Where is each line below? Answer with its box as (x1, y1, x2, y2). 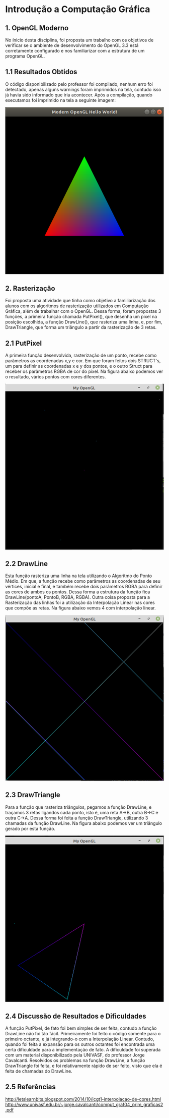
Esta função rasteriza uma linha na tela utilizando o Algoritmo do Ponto (5, 573, 152, 579)
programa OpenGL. (5, 53, 45, 59)
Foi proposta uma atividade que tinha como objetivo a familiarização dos (5, 298, 156, 304)
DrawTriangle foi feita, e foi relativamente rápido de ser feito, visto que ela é (5, 1063, 162, 1069)
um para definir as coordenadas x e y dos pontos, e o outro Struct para (5, 363, 152, 369)
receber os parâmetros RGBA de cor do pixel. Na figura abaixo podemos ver (5, 368, 163, 374)
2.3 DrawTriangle (5, 791, 60, 799)
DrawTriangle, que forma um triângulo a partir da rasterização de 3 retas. (5, 324, 157, 330)
